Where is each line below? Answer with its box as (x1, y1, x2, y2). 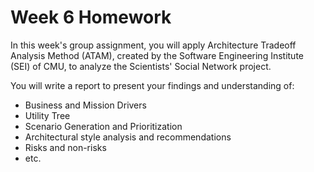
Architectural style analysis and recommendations (24, 131, 232, 143)
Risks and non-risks (24, 141, 107, 153)
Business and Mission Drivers (24, 99, 147, 111)
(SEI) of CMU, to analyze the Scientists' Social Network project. (10, 60, 272, 72)
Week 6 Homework (10, 6, 172, 29)
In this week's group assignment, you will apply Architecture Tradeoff (10, 39, 297, 51)
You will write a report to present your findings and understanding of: (10, 79, 295, 91)
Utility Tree (24, 109, 71, 121)
